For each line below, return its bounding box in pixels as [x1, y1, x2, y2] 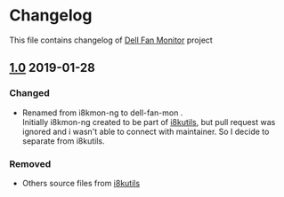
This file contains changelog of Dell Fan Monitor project [9, 35, 214, 45]
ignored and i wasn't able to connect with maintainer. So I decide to [21, 126, 270, 137]
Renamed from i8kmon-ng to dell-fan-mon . [21, 107, 183, 118]
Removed [9, 157, 52, 169]
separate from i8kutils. [21, 135, 105, 146]
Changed [9, 87, 51, 99]
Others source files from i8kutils [21, 177, 141, 188]
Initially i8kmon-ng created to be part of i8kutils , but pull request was [21, 116, 276, 127]
